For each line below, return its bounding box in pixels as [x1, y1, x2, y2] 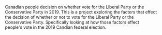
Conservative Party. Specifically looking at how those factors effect [5, 19, 139, 25]
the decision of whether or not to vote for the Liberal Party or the [5, 14, 134, 20]
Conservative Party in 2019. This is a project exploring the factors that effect [5, 9, 157, 15]
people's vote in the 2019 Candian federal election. [5, 24, 106, 30]
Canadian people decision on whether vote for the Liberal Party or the [5, 4, 144, 10]
